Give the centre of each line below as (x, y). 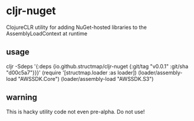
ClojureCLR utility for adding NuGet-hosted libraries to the (77, 27)
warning (22, 98)
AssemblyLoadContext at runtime (47, 33)
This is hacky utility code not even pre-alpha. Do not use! (75, 112)
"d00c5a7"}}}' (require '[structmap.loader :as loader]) (71, 73)
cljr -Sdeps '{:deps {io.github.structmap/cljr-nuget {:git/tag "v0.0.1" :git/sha (97, 66)
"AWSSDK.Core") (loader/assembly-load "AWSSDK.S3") (86, 79)
